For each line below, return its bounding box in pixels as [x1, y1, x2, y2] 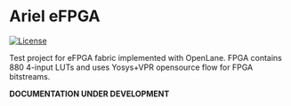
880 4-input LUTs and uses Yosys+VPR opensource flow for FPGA [9, 62, 254, 72]
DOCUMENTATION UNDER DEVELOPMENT [9, 88, 170, 99]
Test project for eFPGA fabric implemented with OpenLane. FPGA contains [9, 52, 282, 63]
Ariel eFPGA [9, 6, 101, 26]
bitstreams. [9, 71, 51, 81]
